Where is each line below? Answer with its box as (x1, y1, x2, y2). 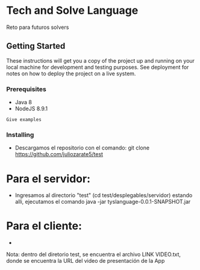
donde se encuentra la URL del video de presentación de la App (6, 257, 165, 265)
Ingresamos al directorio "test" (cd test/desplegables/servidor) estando (14, 192, 193, 199)
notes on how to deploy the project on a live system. (6, 70, 136, 77)
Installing (6, 130, 34, 139)
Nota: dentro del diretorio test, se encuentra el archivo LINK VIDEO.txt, (6, 251, 181, 258)
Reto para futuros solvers (6, 24, 69, 31)
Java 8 (14, 99, 32, 106)
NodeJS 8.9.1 (14, 105, 48, 112)
